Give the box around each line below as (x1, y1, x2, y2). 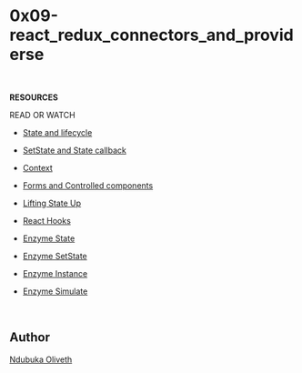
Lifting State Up (22, 197, 82, 208)
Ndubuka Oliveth (9, 354, 73, 365)
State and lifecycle (22, 126, 93, 137)
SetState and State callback (22, 145, 127, 156)
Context (22, 162, 53, 173)
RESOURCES (9, 92, 59, 103)
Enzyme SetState (22, 250, 88, 261)
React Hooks (22, 215, 71, 226)
